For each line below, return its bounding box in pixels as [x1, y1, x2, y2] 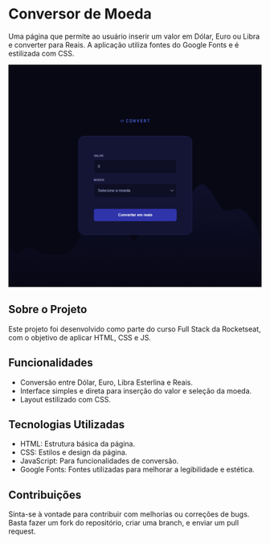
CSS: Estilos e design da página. [19, 447, 128, 457]
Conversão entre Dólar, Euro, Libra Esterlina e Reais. [19, 377, 194, 387]
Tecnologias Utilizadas [8, 418, 125, 431]
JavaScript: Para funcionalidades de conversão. [19, 456, 179, 466]
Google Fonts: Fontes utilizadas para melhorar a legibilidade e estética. [19, 464, 255, 475]
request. [8, 526, 36, 536]
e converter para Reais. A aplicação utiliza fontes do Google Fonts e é [8, 39, 239, 49]
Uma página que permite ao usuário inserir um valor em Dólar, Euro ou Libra [8, 31, 260, 41]
